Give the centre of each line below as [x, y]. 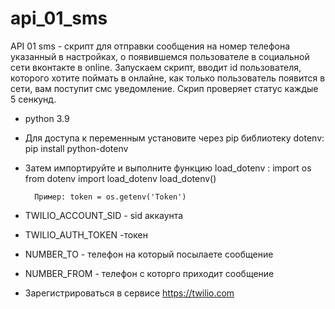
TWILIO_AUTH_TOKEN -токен [86, 234]
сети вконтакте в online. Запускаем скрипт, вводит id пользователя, [156, 67]
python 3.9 [47, 118]
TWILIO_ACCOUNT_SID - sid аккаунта [104, 215]
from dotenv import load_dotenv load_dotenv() [120, 178]
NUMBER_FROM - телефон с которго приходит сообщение [149, 273]
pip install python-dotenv [76, 148]
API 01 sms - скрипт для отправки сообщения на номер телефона [150, 46]
